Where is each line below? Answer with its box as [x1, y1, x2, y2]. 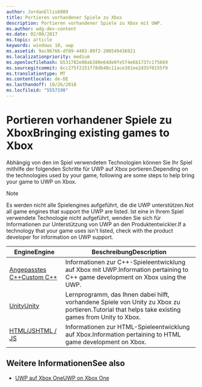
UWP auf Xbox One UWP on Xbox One [14, 374, 109, 382]
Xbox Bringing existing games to [6, 126, 170, 140]
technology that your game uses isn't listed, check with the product [6, 227, 173, 234]
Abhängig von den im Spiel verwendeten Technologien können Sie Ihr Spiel [6, 159, 192, 166]
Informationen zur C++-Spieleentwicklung [65, 257, 186, 266]
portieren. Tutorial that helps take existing [65, 305, 181, 313]
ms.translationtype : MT [6, 71, 66, 77]
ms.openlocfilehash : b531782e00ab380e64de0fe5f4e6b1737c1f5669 [6, 59, 168, 65]
